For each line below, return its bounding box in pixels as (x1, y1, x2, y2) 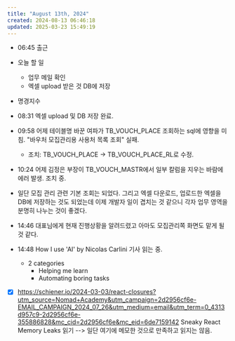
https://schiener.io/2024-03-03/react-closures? (17, 288, 156, 296)
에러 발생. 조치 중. (17, 174, 67, 182)
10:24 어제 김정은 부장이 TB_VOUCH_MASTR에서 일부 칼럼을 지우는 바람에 (17, 166, 224, 174)
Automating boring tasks (38, 274, 110, 283)
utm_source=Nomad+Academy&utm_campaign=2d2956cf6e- (17, 295, 197, 304)
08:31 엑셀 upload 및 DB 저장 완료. (17, 112, 114, 120)
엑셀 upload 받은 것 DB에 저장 (27, 82, 111, 91)
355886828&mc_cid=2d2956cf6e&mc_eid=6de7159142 (17, 318, 180, 326)
